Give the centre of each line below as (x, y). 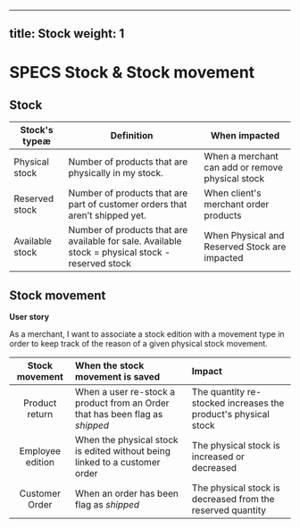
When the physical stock (126, 440)
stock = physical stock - (120, 253)
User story (29, 317)
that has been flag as (119, 415)
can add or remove (244, 168)
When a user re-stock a (125, 392)
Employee (40, 451)
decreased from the (233, 499)
